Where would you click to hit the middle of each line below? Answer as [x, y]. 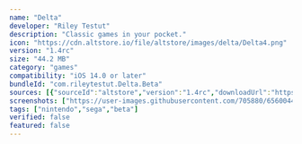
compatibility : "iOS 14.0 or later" [78, 76]
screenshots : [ [38, 101]
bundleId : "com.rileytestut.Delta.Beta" [86, 84]
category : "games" [44, 68]
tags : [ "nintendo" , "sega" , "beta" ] [74, 109]
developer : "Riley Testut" [60, 26]
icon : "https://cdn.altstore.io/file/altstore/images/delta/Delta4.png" [148, 42]
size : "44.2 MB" [40, 59]
